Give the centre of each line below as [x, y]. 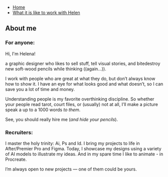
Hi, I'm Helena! [21, 54]
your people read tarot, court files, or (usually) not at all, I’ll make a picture [82, 104]
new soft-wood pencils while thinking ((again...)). [56, 69]
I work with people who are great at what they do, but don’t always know [80, 78]
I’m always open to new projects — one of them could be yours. [71, 169]
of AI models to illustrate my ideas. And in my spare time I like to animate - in [84, 154]
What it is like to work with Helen [46, 13]
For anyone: [20, 43]
